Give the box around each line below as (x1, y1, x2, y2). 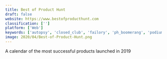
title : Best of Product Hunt (5, 7, 66, 12)
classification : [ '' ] (5, 21, 50, 26)
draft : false (5, 12, 32, 17)
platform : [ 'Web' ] (5, 26, 43, 30)
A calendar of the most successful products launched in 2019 (5, 48, 131, 54)
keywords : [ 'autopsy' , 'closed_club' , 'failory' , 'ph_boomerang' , (5, 30, 146, 35)
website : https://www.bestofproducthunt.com (5, 16, 99, 21)
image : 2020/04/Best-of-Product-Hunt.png (5, 35, 92, 40)
